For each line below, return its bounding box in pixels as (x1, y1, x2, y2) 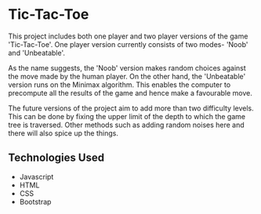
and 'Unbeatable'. (8, 48, 65, 57)
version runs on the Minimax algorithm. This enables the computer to (8, 80, 231, 89)
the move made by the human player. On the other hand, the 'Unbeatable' (8, 71, 246, 81)
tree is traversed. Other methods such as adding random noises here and (8, 120, 245, 129)
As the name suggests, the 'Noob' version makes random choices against (8, 63, 247, 72)
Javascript (19, 172, 54, 181)
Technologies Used (8, 151, 104, 165)
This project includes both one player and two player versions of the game (8, 31, 248, 41)
